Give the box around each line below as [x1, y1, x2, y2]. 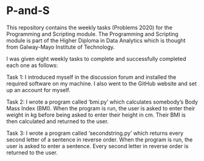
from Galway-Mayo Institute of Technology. [6, 43, 115, 51]
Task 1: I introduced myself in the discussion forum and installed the [6, 73, 177, 80]
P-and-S [6, 4, 50, 18]
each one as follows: [6, 62, 58, 69]
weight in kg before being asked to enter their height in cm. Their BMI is [6, 111, 186, 118]
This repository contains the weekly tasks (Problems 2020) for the [6, 24, 172, 31]
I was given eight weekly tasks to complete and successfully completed [6, 55, 187, 62]
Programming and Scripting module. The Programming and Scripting [6, 30, 178, 37]
